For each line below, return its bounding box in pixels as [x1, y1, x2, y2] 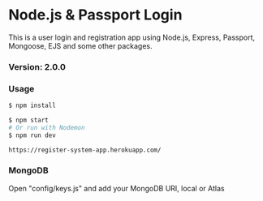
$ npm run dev [8, 131, 57, 139]
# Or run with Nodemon [8, 123, 85, 131]
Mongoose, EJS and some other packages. [8, 41, 153, 50]
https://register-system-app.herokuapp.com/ [8, 146, 162, 154]
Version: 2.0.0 [8, 61, 67, 72]
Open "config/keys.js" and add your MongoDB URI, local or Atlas [8, 183, 225, 193]
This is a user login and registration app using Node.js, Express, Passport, [8, 32, 256, 42]
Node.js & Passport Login [8, 6, 183, 24]
